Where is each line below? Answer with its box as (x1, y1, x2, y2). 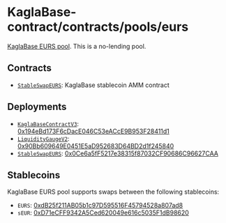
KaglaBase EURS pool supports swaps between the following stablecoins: (7, 187, 220, 196)
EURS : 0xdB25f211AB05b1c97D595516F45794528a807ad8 (17, 201, 183, 210)
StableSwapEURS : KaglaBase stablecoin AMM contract (17, 81, 169, 89)
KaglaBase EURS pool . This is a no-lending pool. (7, 42, 146, 50)
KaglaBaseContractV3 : (17, 119, 79, 128)
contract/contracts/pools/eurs (7, 19, 189, 35)
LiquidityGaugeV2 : (17, 134, 70, 143)
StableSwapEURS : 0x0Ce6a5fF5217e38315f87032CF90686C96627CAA (17, 149, 218, 157)
